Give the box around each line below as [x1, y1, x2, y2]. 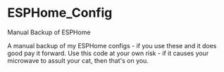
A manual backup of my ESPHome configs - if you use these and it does [7, 41, 217, 50]
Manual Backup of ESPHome [7, 28, 91, 36]
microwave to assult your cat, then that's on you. [7, 56, 149, 64]
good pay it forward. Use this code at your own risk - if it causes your [7, 49, 209, 57]
